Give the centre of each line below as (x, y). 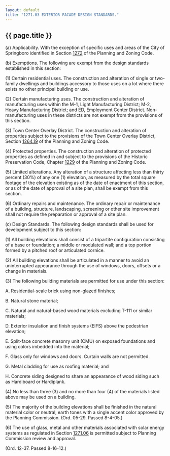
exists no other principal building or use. (47, 89)
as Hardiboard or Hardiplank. (36, 382)
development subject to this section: (43, 230)
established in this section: (33, 68)
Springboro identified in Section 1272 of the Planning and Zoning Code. (80, 53)
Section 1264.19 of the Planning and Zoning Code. (57, 141)
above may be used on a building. (41, 397)
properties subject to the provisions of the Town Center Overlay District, (80, 136)
